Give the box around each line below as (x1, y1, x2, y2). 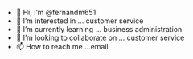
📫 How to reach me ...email (15, 42, 109, 51)
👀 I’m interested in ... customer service (15, 16, 144, 26)
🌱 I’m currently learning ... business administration (15, 25, 183, 33)
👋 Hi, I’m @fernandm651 (15, 8, 96, 17)
